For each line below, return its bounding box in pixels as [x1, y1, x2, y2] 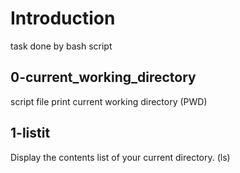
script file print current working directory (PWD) [10, 95, 208, 107]
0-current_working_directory [10, 69, 197, 86]
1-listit [10, 125, 51, 142]
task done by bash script [10, 40, 113, 52]
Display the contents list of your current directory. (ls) [10, 151, 231, 163]
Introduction [10, 7, 116, 30]
